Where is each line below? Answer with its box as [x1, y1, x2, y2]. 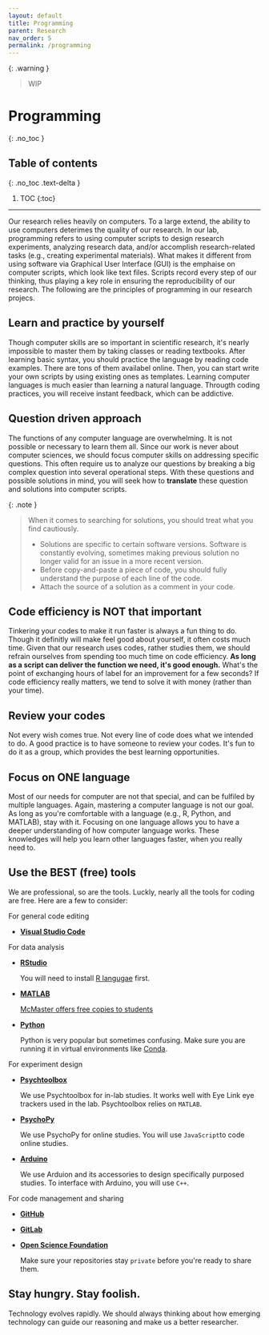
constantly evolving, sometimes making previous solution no [39, 548, 240, 557]
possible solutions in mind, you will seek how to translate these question [8, 476, 248, 485]
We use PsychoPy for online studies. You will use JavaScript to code [19, 1130, 245, 1140]
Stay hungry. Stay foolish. [8, 1287, 141, 1301]
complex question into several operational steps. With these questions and [8, 467, 255, 476]
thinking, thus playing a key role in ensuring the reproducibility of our [8, 275, 235, 285]
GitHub [19, 1208, 45, 1218]
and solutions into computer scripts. [8, 484, 127, 493]
